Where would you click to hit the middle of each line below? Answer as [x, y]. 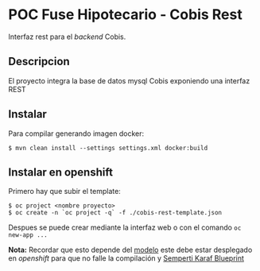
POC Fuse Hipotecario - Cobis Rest [125, 15]
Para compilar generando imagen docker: [76, 134]
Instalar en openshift [61, 172]
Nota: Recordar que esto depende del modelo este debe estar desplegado [130, 250]
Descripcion [39, 62]
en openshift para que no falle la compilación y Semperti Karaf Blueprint [126, 258]
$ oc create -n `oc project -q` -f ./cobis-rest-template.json [115, 213]
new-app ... [28, 235]
